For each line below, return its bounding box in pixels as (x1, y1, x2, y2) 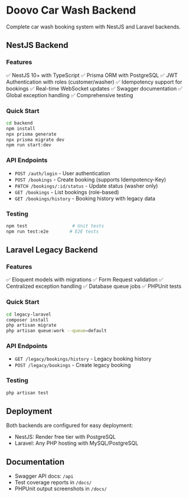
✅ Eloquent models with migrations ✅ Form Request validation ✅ (6, 276, 164, 283)
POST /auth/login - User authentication (14, 169, 110, 176)
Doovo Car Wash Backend (6, 4, 136, 17)
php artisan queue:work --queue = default (6, 328, 107, 334)
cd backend (6, 120, 33, 126)
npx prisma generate (6, 131, 57, 137)
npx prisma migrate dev (6, 137, 65, 143)
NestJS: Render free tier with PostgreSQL (14, 433, 116, 441)
